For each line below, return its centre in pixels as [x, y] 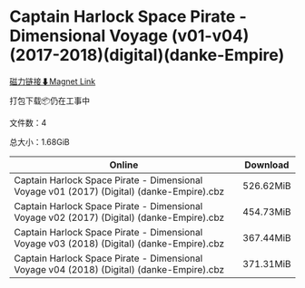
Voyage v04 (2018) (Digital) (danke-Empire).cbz [119, 269]
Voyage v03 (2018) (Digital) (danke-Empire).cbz [119, 244]
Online [124, 165]
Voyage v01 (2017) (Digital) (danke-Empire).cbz [119, 191]
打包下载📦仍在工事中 [50, 101]
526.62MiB [267, 186]
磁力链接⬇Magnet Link [53, 81]
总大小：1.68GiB [39, 141]
